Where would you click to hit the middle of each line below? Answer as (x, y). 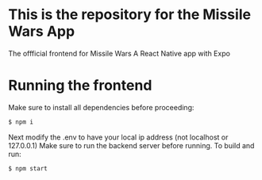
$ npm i (21, 122)
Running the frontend (80, 86)
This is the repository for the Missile (130, 15)
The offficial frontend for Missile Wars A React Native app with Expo (119, 53)
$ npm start (28, 168)
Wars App (42, 31)
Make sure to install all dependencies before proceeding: (101, 107)
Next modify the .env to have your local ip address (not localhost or (118, 137)
